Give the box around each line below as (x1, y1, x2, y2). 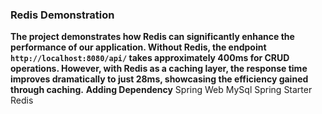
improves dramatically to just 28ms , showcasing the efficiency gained (10, 73, 309, 85)
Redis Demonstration (10, 8, 115, 22)
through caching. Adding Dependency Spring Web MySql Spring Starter (10, 84, 313, 96)
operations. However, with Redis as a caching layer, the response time (10, 63, 308, 75)
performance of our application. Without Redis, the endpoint (10, 41, 267, 53)
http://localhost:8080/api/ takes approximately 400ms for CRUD (10, 52, 290, 64)
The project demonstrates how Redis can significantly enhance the (10, 31, 295, 43)
